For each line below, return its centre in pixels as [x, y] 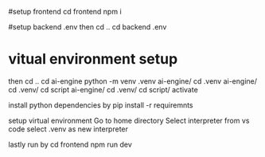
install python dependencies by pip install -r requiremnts [101, 105]
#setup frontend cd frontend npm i [65, 12]
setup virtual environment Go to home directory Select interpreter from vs [129, 120]
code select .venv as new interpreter [68, 129]
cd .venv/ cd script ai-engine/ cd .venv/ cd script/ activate [103, 89]
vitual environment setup [93, 59]
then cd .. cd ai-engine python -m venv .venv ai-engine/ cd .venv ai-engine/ [132, 81]
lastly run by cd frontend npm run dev [70, 144]
